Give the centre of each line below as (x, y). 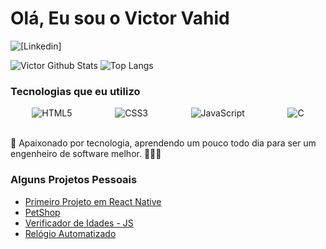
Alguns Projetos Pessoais (74, 180)
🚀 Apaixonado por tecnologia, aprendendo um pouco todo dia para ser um (163, 143)
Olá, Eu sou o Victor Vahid (120, 18)
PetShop (42, 212)
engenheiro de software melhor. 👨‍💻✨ (86, 154)
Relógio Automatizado (70, 233)
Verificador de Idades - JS (79, 223)
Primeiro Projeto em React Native (93, 201)
